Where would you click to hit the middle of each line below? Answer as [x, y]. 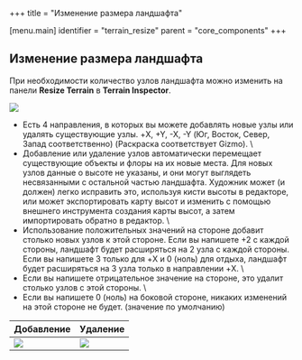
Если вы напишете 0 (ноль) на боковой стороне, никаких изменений [155, 297]
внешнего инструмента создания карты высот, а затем [129, 210]
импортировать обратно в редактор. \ [96, 220]
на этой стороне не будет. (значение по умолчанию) [124, 307]
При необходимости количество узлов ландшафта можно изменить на [146, 80]
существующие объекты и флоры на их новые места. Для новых [147, 162]
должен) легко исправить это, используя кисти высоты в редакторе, [156, 191]
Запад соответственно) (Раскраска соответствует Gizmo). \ [137, 143]
